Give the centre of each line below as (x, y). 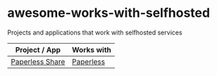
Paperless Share (38, 61)
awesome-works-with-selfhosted (108, 13)
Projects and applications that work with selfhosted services (95, 32)
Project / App (38, 49)
